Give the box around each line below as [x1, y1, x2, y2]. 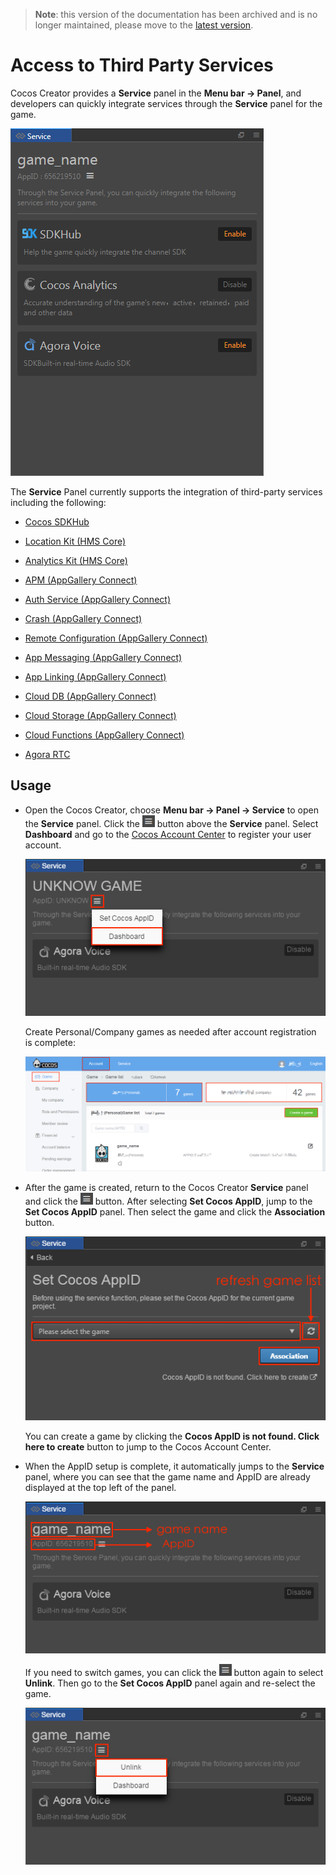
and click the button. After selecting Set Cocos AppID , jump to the [24, 1195, 313, 1207]
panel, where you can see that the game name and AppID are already [24, 1471, 311, 1483]
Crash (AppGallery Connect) [24, 612, 143, 624]
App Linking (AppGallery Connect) [24, 670, 167, 683]
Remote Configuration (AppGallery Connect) [24, 632, 208, 644]
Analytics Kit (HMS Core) [24, 554, 128, 566]
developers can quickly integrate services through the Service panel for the [10, 97, 323, 109]
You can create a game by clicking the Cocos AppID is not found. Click [24, 1430, 320, 1443]
